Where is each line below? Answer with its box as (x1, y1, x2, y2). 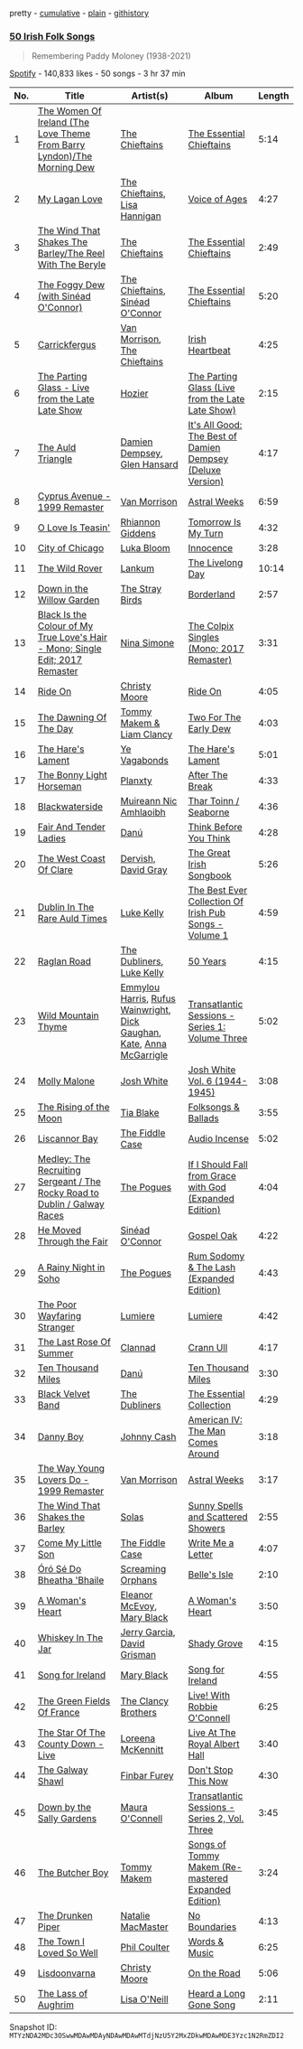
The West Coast (37, 853, 106, 865)
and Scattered (188, 1511, 248, 1523)
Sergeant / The (37, 1175, 102, 1188)
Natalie (120, 1910, 151, 1923)
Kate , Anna (120, 1038, 167, 1051)
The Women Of (37, 105, 102, 117)
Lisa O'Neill (120, 1993, 169, 2006)
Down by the (37, 1801, 92, 1814)
